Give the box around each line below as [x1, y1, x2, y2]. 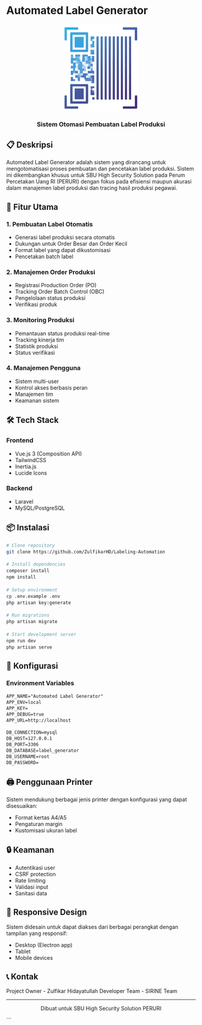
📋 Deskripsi [6, 139, 53, 150]
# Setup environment [6, 586, 58, 593]
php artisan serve [6, 644, 52, 650]
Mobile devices [14, 954, 53, 961]
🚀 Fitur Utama [6, 202, 58, 212]
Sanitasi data [14, 889, 47, 896]
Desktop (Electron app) [14, 941, 73, 948]
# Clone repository [6, 542, 55, 548]
